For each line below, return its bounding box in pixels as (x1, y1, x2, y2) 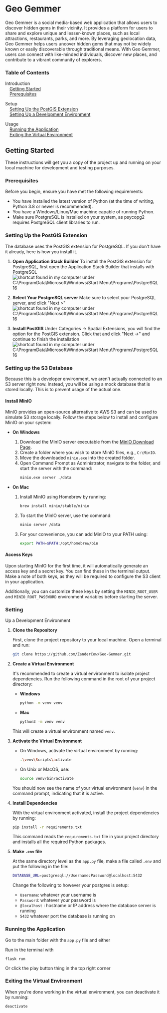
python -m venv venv (19, 700, 63, 706)
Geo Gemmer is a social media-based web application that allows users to (5, 19, 158, 25)
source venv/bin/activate (19, 776, 74, 781)
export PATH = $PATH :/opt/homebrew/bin (19, 540, 99, 546)
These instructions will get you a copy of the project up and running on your (5, 159, 161, 165)
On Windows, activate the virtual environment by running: (19, 747, 139, 753)
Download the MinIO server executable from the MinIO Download (19, 439, 154, 445)
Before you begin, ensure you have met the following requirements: (5, 188, 144, 195)
